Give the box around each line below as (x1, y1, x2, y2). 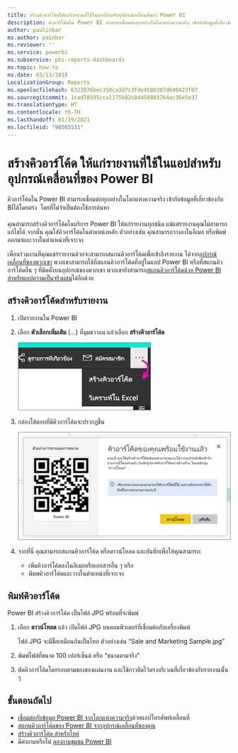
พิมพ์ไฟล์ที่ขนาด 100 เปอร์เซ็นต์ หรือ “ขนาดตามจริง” (17, 652, 140, 660)
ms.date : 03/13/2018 (7, 71, 69, 78)
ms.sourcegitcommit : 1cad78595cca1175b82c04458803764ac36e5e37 (7, 94, 198, 101)
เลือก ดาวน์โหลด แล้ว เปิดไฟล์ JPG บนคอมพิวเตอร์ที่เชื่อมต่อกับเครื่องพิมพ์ (17, 623, 191, 632)
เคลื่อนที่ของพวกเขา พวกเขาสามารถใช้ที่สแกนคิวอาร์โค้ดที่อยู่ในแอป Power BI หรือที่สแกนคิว (7, 258, 223, 266)
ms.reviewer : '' (7, 41, 55, 49)
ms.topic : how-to (7, 64, 59, 71)
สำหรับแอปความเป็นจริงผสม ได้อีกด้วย (7, 273, 94, 282)
